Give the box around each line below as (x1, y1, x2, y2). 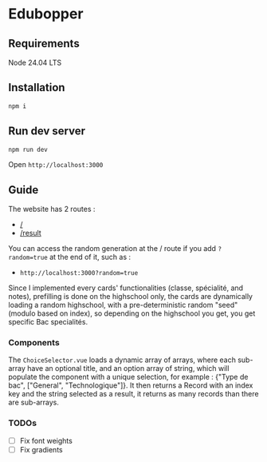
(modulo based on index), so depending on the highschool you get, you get (8, 309, 256, 318)
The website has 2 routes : (8, 205, 96, 214)
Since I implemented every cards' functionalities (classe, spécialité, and (8, 283, 244, 293)
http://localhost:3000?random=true (19, 269, 139, 277)
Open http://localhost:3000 (8, 160, 104, 169)
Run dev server (8, 125, 86, 138)
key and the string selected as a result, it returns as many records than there (8, 389, 259, 399)
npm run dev (8, 145, 48, 153)
